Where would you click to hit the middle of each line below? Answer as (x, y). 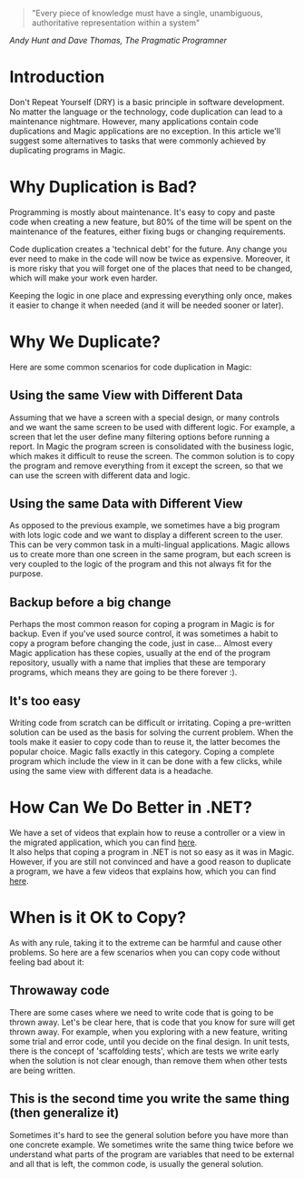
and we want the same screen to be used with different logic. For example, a (152, 427)
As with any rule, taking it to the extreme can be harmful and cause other (146, 942)
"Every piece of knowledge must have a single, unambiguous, (147, 13)
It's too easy (45, 701)
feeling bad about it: (47, 962)
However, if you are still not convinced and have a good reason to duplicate (151, 862)
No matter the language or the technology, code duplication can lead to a (146, 112)
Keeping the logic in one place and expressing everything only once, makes (151, 295)
